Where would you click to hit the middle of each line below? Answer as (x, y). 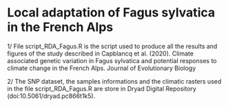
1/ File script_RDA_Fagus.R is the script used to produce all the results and (112, 46)
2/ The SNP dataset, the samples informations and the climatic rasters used (114, 81)
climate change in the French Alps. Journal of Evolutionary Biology (102, 68)
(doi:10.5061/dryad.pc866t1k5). (51, 96)
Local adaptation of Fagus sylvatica (111, 13)
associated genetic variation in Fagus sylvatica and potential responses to (112, 60)
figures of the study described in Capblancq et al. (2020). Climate (101, 53)
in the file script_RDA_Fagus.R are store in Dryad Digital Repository (102, 88)
